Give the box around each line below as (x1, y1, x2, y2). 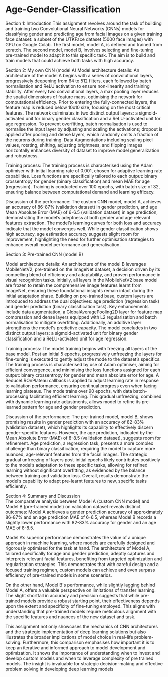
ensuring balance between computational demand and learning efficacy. (5, 189, 155, 195)
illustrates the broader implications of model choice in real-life (5, 634, 134, 640)
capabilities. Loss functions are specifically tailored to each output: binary (5, 173, 158, 179)
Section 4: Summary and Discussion (5, 493, 80, 499)
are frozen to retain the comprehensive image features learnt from (5, 282, 142, 288)
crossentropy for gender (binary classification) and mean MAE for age (5, 178, 150, 184)
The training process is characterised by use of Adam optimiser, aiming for (5, 361, 159, 367)
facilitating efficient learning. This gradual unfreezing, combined (29, 393, 162, 399)
